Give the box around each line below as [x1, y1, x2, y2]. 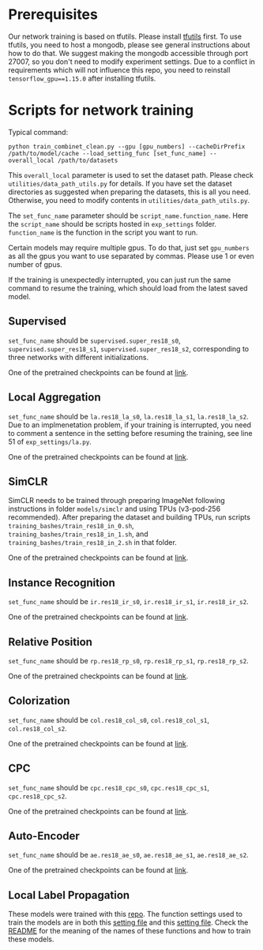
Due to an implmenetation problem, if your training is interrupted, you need [8, 420, 251, 430]
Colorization [8, 694, 70, 708]
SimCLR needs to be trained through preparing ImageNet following [8, 496, 225, 505]
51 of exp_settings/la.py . [8, 437, 92, 446]
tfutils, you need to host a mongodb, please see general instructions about [8, 39, 250, 49]
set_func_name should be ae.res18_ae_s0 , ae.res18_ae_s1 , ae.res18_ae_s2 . [8, 850, 249, 860]
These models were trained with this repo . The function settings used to [8, 910, 243, 919]
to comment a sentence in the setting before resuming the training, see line [8, 428, 253, 437]
